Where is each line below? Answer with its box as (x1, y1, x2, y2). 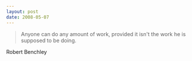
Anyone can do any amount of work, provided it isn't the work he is (20, 30, 186, 37)
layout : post (6, 8, 39, 15)
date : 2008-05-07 (6, 14, 49, 20)
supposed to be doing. (20, 37, 76, 44)
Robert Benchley (6, 48, 47, 55)
